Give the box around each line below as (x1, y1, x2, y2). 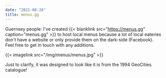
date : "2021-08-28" (5, 7, 46, 13)
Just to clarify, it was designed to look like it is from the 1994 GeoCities (5, 61, 152, 67)
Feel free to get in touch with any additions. (5, 42, 95, 48)
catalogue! (5, 66, 28, 73)
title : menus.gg (5, 12, 39, 17)
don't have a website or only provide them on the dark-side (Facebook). (5, 36, 154, 43)
